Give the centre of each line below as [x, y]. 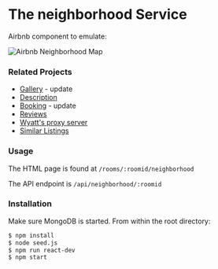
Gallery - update [46, 89]
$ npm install [31, 235]
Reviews [33, 114]
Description [38, 98]
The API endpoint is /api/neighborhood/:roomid [85, 183]
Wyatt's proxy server [54, 123]
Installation [30, 204]
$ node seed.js [33, 243]
